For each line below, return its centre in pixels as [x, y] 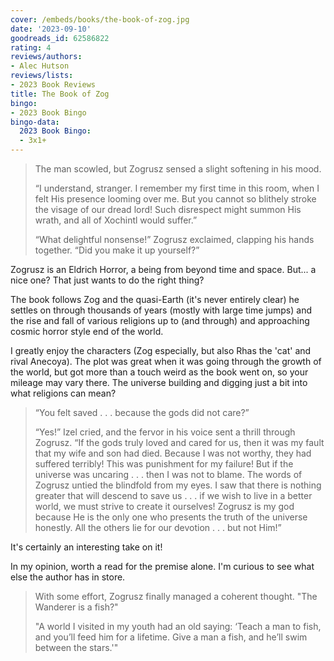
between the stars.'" [76, 647]
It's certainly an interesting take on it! [86, 547]
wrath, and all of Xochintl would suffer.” [116, 220]
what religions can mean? [63, 393]
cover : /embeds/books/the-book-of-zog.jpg [100, 19]
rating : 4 [31, 47]
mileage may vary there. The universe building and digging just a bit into [159, 382]
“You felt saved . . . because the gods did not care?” [142, 412]
